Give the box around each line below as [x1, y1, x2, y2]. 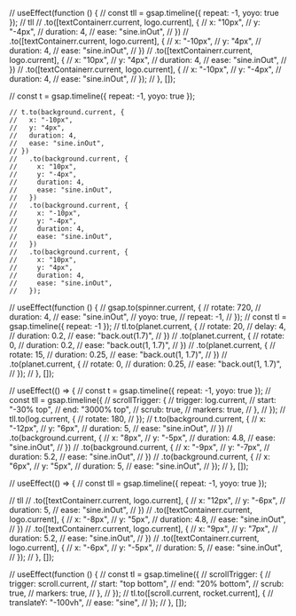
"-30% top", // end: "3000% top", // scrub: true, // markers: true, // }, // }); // [9, 404, 286, 415]
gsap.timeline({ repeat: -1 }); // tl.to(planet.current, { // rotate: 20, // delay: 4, [9, 321, 286, 331]
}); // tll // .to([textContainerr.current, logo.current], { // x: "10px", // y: [9, 17, 261, 28]
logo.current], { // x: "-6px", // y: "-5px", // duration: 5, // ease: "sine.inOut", [9, 542, 284, 553]
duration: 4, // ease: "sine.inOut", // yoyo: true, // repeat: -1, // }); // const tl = [9, 312, 287, 322]
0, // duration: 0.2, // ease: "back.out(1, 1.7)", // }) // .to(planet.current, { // [9, 340, 277, 350]
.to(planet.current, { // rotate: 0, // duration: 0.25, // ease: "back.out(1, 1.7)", [9, 359, 282, 369]
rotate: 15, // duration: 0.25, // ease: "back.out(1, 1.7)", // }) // [9, 350, 228, 359]
